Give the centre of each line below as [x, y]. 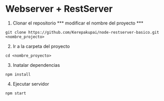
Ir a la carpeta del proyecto [41, 46]
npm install [18, 74]
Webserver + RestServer [59, 9]
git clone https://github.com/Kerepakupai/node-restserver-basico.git [82, 32]
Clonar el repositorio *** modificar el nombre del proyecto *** [78, 23]
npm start [16, 93]
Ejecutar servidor [31, 84]
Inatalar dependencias [36, 65]
